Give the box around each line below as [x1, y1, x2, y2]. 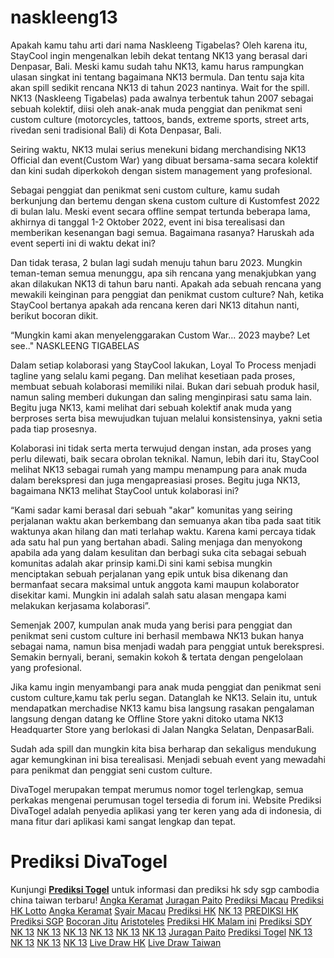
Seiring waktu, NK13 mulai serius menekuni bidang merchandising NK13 [10, 143, 307, 155]
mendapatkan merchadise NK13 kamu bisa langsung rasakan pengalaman [10, 702, 315, 714]
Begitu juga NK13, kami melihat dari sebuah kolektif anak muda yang [10, 401, 292, 413]
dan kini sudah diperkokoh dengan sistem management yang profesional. [10, 164, 313, 176]
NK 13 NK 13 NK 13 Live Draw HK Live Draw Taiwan [10, 936, 222, 948]
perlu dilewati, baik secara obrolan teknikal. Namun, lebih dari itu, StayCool [10, 452, 320, 465]
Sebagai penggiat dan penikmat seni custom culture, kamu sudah [10, 184, 280, 196]
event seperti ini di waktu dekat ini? [10, 237, 156, 249]
